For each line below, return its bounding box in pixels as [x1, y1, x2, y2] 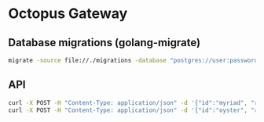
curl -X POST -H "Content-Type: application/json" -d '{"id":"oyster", [8, 106, 247, 114]
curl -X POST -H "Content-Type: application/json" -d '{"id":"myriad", [8, 99, 247, 106]
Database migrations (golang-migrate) [8, 36, 201, 49]
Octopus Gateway [8, 5, 128, 23]
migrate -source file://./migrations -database [8, 56, 167, 64]
